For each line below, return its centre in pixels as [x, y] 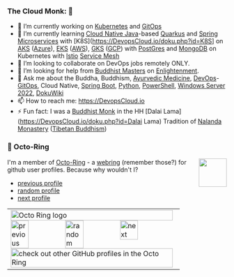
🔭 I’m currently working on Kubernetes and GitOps [89, 27]
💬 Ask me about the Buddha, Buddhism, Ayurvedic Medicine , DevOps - [118, 78]
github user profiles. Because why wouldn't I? [73, 170]
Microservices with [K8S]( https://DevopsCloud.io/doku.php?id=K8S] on [120, 41]
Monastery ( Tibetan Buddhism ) [62, 129]
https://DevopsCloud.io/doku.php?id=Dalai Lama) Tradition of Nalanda [121, 121]
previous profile [40, 183]
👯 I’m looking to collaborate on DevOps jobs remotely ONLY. [103, 63]
